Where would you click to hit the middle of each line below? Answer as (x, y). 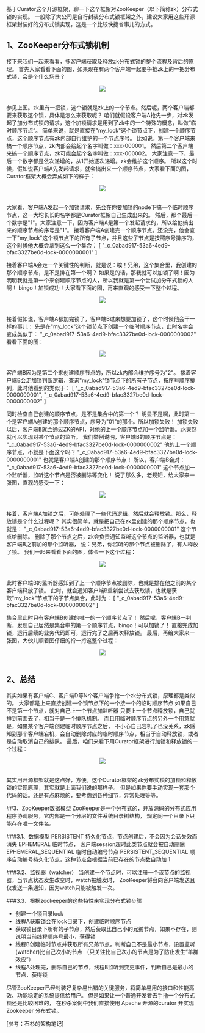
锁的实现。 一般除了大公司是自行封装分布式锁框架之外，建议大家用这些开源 (101, 17)
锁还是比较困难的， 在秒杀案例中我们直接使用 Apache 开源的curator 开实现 (100, 1003)
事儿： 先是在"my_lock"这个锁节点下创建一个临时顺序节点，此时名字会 (105, 326)
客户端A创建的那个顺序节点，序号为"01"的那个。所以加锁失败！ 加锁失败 (108, 421)
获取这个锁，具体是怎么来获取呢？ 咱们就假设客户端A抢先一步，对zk (103, 115)
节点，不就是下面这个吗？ (44, 452)
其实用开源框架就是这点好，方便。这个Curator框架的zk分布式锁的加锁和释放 (102, 780)
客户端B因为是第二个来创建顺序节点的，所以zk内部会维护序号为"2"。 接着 (99, 372)
